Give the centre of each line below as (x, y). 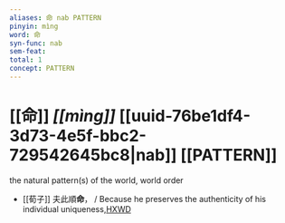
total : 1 (26, 60)
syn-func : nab (36, 43)
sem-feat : (28, 52)
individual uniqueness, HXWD (76, 208)
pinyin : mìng (34, 26)
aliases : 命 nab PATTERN (56, 18)
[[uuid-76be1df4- (185, 116)
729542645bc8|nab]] (93, 155)
